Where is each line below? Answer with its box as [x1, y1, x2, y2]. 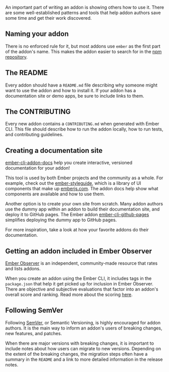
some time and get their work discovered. [5, 15, 92, 21]
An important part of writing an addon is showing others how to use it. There [5, 5, 164, 10]
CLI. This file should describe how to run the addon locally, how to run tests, [5, 126, 163, 132]
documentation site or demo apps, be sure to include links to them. [5, 93, 145, 99]
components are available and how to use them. [5, 191, 105, 197]
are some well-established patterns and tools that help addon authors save [5, 10, 161, 16]
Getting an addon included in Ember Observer [5, 246, 152, 255]
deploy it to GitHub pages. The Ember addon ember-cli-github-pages [5, 212, 149, 218]
